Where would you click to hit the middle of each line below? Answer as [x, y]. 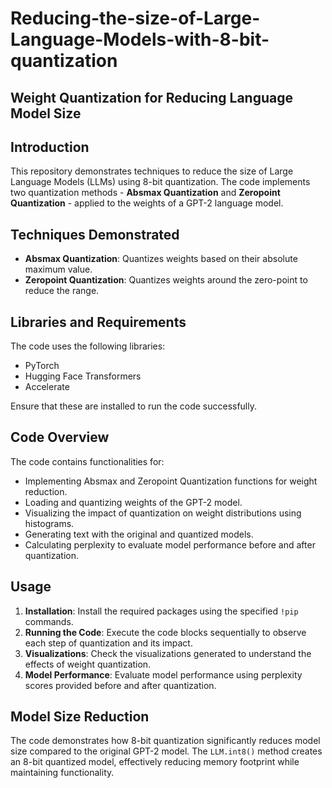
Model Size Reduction [80, 717]
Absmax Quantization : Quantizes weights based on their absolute [161, 259]
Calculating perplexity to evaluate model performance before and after [170, 544]
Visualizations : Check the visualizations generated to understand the [168, 653]
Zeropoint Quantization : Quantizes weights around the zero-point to [166, 280]
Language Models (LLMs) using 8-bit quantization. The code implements [160, 182]
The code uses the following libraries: [88, 346]
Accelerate [47, 387]
